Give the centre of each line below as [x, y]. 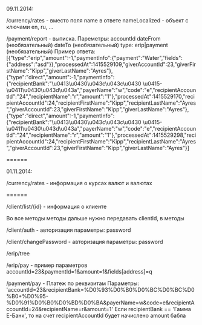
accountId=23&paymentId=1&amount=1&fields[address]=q [79, 271]
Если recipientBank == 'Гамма [153, 309]
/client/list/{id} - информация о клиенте [57, 206]
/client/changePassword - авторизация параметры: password [85, 242]
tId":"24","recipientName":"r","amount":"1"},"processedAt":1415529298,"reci [101, 135]
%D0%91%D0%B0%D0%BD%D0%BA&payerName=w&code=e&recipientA [100, 303]
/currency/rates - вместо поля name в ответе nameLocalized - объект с [97, 20]
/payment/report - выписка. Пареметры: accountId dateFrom [84, 38]
